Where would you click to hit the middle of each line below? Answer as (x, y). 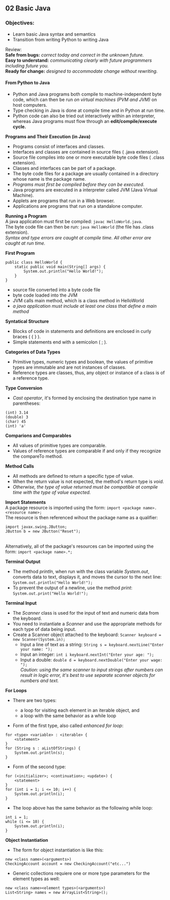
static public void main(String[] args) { (60, 267)
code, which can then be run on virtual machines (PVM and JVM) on (85, 100)
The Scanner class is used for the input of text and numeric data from (86, 613)
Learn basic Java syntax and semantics (54, 34)
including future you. (27, 65)
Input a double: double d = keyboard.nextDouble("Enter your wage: (91, 660)
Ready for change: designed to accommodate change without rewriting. (81, 71)
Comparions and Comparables (38, 435)
